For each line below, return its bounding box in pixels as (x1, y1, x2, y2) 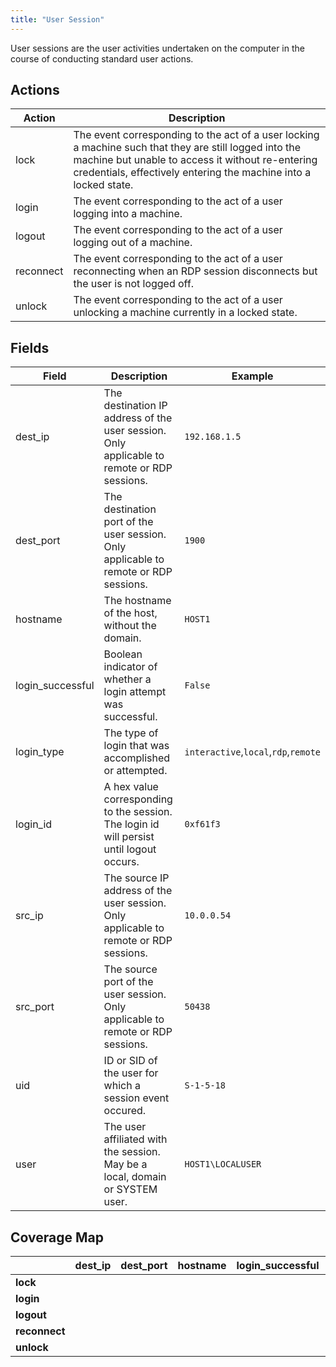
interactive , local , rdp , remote (184, 745, 321, 759)
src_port (15, 1000, 55, 1014)
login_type (15, 745, 65, 759)
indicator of (103, 660, 158, 674)
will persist (103, 830, 155, 844)
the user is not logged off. (73, 277, 195, 291)
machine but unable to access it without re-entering (73, 153, 318, 167)
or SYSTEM (103, 1182, 158, 1196)
